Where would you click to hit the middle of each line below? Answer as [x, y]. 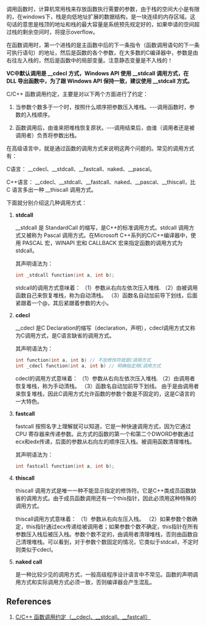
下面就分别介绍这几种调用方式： [47, 203]
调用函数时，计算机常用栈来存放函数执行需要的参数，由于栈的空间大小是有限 [103, 9]
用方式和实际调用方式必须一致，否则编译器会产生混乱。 [85, 582]
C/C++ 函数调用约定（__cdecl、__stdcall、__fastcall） [83, 617]
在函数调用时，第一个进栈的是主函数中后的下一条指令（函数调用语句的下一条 [103, 45]
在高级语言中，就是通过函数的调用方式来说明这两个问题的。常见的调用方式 [100, 148]
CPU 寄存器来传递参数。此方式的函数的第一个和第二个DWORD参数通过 [105, 434]
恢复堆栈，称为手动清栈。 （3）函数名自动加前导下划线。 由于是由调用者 [107, 386]
